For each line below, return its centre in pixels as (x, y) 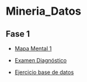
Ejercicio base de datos (44, 72)
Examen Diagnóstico (40, 60)
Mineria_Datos (43, 11)
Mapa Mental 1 (33, 48)
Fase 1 (18, 34)
